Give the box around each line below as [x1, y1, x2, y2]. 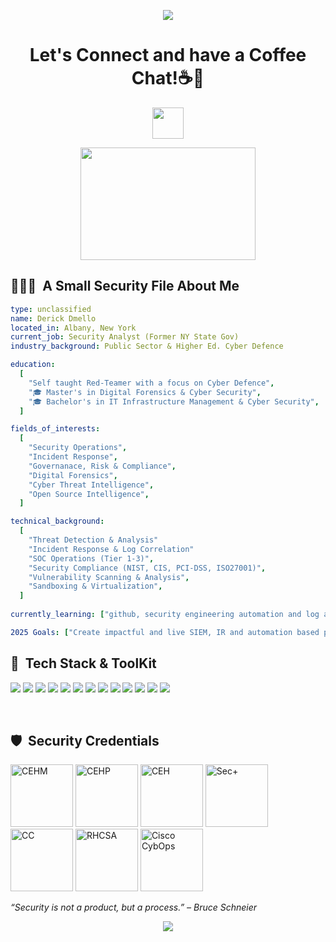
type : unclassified [10, 304, 92, 314]
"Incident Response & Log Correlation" [28, 544, 195, 554]
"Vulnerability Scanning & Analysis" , [28, 572, 190, 582]
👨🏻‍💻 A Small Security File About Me [10, 278, 240, 295]
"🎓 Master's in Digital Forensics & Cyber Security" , [28, 387, 262, 397]
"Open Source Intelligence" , [28, 489, 150, 499]
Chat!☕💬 [131, 67, 205, 90]
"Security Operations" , [28, 443, 128, 453]
